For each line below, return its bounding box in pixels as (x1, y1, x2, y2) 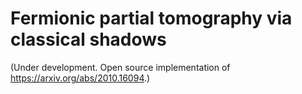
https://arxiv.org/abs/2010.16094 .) (10, 72, 151, 84)
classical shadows (10, 28, 167, 51)
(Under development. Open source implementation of (10, 61, 231, 73)
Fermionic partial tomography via (10, 7, 293, 30)
